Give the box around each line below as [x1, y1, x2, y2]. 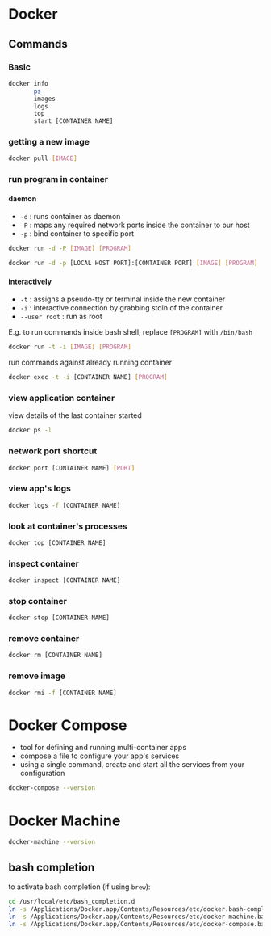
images [33, 95, 56, 103]
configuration [19, 769, 65, 778]
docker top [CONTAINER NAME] [8, 538, 106, 546]
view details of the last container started [8, 411, 143, 420]
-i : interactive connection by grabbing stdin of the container [19, 303, 223, 313]
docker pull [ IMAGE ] [8, 154, 78, 162]
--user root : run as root [19, 312, 102, 322]
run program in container [8, 174, 109, 185]
